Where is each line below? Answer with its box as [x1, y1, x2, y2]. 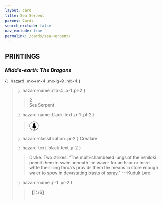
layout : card [5, 8, 32, 13]
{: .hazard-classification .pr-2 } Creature [17, 135, 98, 141]
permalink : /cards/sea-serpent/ [5, 34, 71, 39]
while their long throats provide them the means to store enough [29, 164, 158, 170]
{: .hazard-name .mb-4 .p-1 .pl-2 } [17, 87, 86, 93]
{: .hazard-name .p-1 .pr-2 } [17, 179, 72, 185]
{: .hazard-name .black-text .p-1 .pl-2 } [17, 111, 95, 117]
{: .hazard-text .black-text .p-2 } [17, 144, 81, 151]
